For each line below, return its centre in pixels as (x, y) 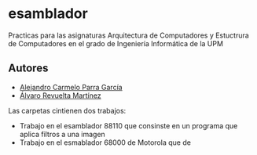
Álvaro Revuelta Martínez (60, 96)
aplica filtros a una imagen (62, 134)
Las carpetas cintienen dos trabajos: (67, 110)
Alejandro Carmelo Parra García (71, 87)
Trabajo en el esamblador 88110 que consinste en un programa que (128, 125)
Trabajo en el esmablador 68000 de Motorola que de (105, 142)
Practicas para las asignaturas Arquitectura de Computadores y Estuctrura (128, 35)
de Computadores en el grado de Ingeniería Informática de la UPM (116, 43)
